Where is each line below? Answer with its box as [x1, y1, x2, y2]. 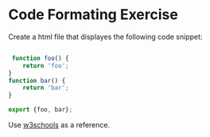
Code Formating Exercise [8, 6, 179, 24]
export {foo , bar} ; [8, 106, 73, 114]
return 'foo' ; [22, 61, 69, 69]
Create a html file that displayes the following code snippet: [8, 32, 203, 41]
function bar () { [8, 76, 66, 84]
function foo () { [11, 54, 69, 62]
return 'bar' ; [22, 84, 69, 92]
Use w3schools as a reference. [8, 120, 110, 130]
